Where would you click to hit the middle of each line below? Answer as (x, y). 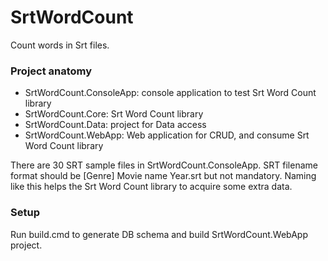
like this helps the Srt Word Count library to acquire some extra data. (151, 187)
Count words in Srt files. (60, 45)
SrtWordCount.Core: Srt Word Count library (114, 114)
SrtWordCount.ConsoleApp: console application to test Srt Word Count (170, 93)
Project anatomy (51, 71)
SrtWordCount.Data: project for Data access (115, 125)
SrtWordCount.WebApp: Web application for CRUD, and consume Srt (167, 135)
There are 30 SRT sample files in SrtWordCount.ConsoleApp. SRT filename (164, 165)
